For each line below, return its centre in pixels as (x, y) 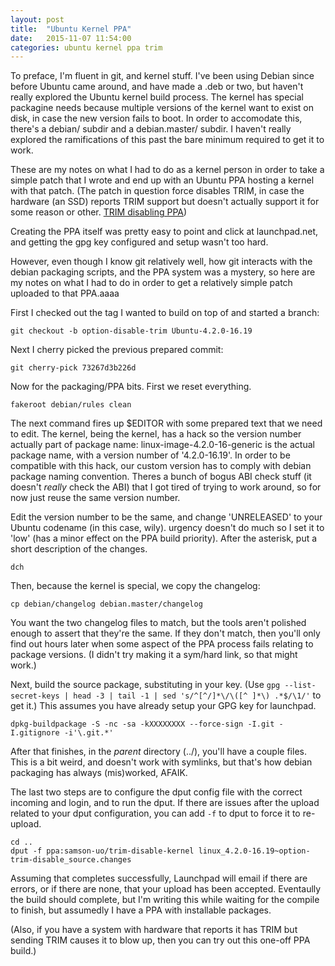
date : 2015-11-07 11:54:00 (71, 38)
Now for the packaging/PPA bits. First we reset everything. (131, 387)
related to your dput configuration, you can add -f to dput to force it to (155, 813)
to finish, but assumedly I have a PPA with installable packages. (141, 910)
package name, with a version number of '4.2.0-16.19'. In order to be (150, 455)
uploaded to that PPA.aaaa (65, 293)
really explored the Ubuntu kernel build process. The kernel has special (157, 97)
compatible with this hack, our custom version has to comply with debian (161, 466)
